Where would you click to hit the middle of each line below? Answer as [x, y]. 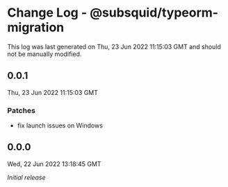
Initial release [26, 177]
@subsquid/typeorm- [154, 13]
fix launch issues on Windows [60, 125]
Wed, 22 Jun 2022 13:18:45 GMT [54, 163]
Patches [22, 110]
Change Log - [47, 13]
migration [36, 27]
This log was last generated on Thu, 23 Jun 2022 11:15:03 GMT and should [114, 46]
